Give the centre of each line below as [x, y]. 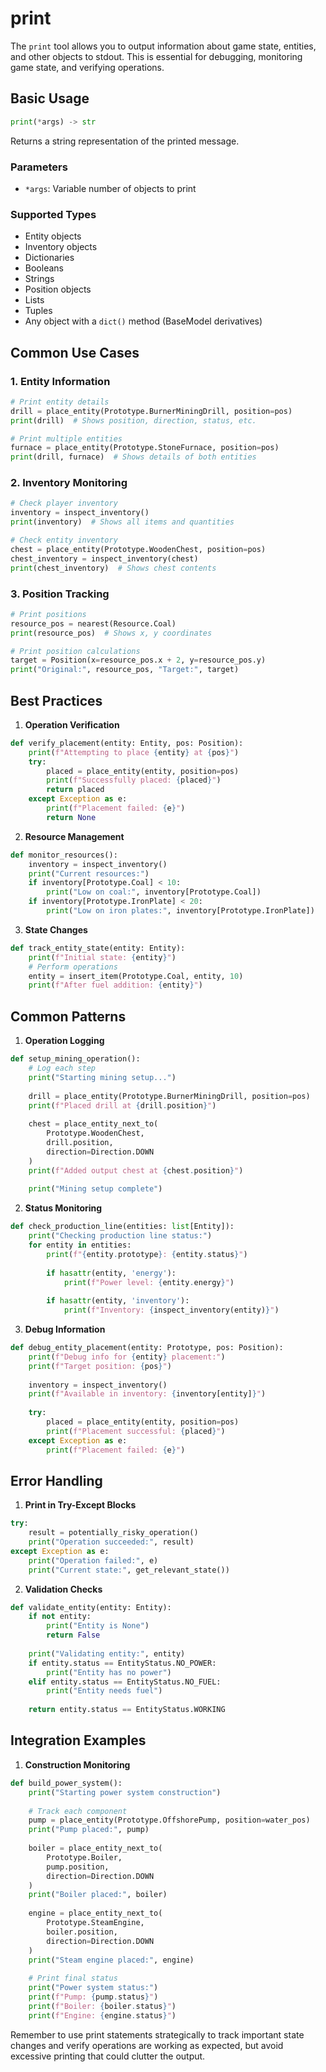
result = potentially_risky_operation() [113, 1533]
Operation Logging [64, 1041]
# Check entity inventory [64, 540]
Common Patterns [68, 1016]
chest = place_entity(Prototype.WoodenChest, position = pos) [138, 549]
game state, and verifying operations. [87, 67]
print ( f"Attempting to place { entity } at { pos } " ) [134, 752]
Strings [39, 279]
